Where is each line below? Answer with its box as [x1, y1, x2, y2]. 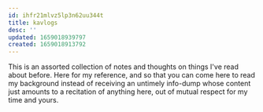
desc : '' [8, 26, 37, 34]
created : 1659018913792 [8, 41, 87, 49]
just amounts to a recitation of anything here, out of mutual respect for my [8, 87, 248, 96]
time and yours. [8, 96, 59, 105]
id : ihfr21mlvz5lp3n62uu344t [8, 11, 104, 20]
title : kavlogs [8, 19, 58, 27]
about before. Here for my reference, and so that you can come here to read [8, 70, 256, 80]
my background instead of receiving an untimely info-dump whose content [8, 79, 251, 89]
